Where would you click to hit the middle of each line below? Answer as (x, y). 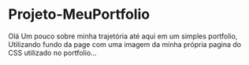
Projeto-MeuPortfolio (79, 14)
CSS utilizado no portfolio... (52, 52)
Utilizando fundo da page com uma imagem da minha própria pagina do (125, 44)
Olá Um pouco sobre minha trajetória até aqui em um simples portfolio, (123, 36)
